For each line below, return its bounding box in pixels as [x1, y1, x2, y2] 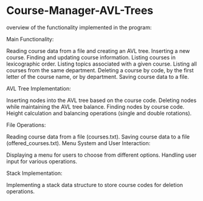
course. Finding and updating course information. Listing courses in [6, 53, 176, 61]
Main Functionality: [6, 35, 54, 43]
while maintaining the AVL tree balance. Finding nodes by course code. [6, 103, 185, 110]
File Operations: [6, 121, 46, 128]
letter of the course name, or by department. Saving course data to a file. [6, 73, 190, 80]
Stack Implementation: [6, 169, 63, 177]
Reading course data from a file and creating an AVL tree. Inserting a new [6, 47, 190, 55]
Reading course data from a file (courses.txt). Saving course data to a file [6, 133, 190, 140]
